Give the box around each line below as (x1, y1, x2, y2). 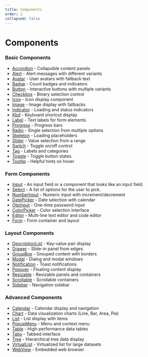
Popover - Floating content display (12, 267, 82, 272)
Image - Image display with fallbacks (12, 102, 86, 107)
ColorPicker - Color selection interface (12, 207, 90, 213)
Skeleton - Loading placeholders (12, 132, 78, 138)
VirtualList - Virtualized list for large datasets (12, 341, 101, 347)
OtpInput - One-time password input (12, 202, 85, 208)
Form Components (5, 170, 50, 177)
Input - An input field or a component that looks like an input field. (12, 182, 144, 187)
